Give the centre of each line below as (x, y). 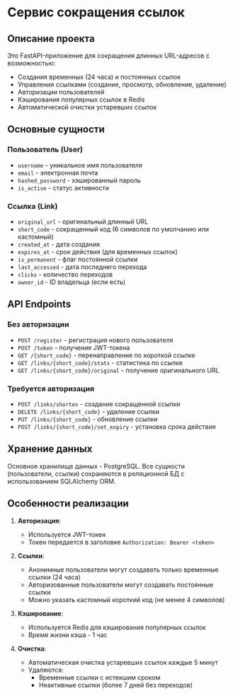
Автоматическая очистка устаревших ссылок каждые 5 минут (123, 662)
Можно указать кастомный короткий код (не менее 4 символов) (126, 599)
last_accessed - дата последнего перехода (82, 266)
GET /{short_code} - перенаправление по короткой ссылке (107, 355)
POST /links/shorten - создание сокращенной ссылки (99, 404)
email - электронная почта (58, 173)
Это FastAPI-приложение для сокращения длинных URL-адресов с (109, 55)
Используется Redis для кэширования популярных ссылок (117, 627)
